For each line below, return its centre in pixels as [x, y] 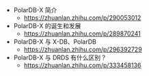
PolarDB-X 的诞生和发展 [47, 26]
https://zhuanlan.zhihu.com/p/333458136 [82, 65]
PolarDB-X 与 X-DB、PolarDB [55, 42]
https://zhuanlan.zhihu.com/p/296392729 [83, 49]
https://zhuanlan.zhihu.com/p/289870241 [82, 34]
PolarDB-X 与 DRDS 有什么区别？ [60, 58]
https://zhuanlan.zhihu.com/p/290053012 [82, 18]
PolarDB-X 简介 [35, 10]
